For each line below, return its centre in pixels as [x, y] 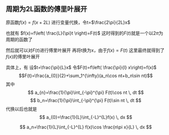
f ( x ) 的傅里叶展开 [23, 56]
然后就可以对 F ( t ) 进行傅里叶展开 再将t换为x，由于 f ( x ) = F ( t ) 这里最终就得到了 [85, 50]
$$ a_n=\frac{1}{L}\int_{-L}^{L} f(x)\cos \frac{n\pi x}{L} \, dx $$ [86, 127]
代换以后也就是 [21, 109]
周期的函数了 [19, 39]
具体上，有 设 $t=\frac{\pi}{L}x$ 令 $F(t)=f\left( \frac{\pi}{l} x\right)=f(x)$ [81, 67]
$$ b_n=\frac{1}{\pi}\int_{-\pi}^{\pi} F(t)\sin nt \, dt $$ [86, 100]
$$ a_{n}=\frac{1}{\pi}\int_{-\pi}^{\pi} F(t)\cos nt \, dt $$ [86, 92]
